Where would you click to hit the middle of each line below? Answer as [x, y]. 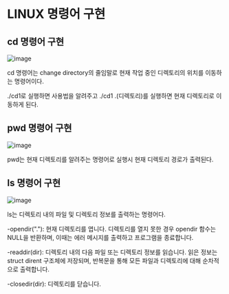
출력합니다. [35, 269]
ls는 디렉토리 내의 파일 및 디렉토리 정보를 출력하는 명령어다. [87, 214]
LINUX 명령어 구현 [56, 14]
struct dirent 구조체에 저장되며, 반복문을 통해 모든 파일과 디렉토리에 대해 [104, 260]
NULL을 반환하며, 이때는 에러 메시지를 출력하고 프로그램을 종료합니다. [100, 237]
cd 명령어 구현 [36, 42]
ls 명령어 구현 [34, 183]
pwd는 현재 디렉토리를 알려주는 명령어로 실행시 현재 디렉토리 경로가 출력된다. [110, 159]
